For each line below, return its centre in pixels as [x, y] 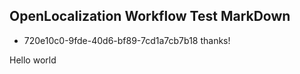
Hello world [33, 60]
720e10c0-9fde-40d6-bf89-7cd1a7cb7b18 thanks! [127, 40]
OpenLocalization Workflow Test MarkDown [150, 16]
